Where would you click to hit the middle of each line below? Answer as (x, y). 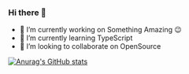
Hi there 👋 (28, 13)
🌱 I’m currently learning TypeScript (76, 38)
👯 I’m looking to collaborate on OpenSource (90, 46)
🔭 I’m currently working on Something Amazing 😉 (101, 30)
